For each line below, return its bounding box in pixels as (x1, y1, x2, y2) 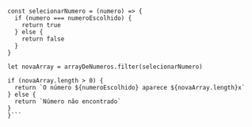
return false (21, 35, 65, 43)
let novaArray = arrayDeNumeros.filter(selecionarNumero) (7, 63, 203, 71)
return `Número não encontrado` (14, 98, 122, 106)
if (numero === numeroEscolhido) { (14, 14, 132, 22)
